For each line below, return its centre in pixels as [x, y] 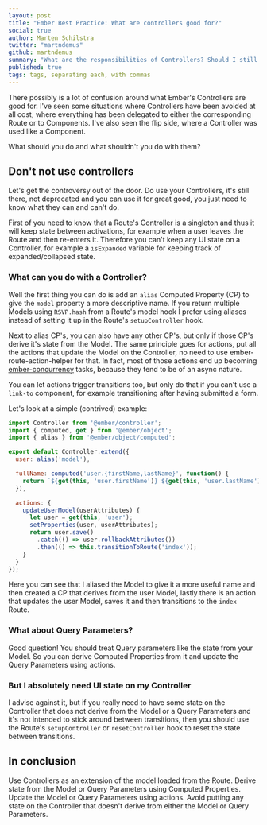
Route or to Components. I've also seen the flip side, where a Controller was [133, 122]
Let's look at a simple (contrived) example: [78, 408]
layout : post [30, 15]
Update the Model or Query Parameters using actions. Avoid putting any [126, 797]
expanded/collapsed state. [52, 257]
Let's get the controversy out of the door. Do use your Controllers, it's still [129, 191]
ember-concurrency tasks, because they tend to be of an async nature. [125, 369]
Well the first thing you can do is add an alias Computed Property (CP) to [129, 294]
